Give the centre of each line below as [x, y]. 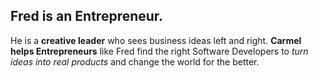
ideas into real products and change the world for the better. [135, 61]
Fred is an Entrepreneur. [87, 16]
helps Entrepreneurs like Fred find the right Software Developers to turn [159, 51]
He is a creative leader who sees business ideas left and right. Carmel [156, 40]
